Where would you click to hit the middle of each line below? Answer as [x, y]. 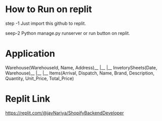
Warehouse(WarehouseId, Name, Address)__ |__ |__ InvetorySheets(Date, [81, 67]
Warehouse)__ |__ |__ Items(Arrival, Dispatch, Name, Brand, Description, [80, 73]
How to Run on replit [49, 9]
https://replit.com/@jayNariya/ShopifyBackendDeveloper [65, 113]
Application [30, 54]
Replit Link [28, 99]
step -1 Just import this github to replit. [46, 23]
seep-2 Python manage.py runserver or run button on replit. [68, 33]
